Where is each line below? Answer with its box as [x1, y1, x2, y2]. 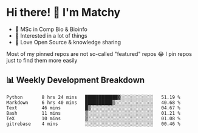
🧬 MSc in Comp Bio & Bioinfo [15, 26, 88, 33]
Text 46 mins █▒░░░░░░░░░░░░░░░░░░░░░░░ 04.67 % [6, 104, 181, 111]
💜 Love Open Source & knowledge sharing [15, 38, 121, 46]
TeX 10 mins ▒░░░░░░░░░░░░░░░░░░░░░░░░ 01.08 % [6, 115, 181, 121]
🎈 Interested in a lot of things [15, 32, 87, 39]
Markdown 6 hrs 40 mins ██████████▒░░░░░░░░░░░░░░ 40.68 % [6, 100, 181, 106]
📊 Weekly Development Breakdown [6, 75, 145, 86]
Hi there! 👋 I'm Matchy [6, 5, 121, 19]
